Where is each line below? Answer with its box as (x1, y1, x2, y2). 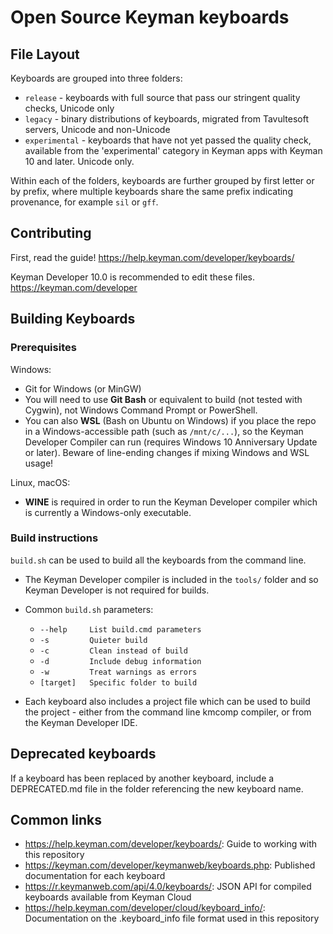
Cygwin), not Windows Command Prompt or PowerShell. (24, 404, 258, 416)
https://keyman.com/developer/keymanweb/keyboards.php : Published (24, 859, 316, 871)
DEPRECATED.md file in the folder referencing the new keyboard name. (10, 782, 304, 795)
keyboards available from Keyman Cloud (24, 891, 192, 903)
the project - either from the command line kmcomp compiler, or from (24, 706, 312, 718)
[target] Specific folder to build (39, 677, 198, 688)
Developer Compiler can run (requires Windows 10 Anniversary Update (24, 436, 318, 448)
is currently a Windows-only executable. (24, 506, 192, 518)
